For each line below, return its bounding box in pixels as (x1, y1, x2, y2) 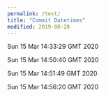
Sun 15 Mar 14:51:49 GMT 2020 (7, 69, 98, 77)
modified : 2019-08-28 (7, 23, 70, 30)
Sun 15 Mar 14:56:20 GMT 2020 (7, 83, 99, 91)
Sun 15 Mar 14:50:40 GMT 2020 (7, 56, 99, 64)
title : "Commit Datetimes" (7, 17, 86, 24)
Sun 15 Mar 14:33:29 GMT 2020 (7, 43, 99, 51)
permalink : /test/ (7, 10, 61, 17)
